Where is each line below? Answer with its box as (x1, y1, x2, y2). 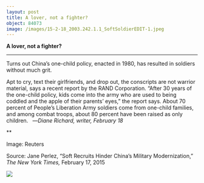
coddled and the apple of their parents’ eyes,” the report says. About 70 (6, 98, 186, 105)
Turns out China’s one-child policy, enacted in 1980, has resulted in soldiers (6, 60, 195, 67)
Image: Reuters (6, 140, 44, 148)
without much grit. (6, 66, 52, 74)
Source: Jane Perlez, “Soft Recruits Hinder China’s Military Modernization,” (6, 153, 193, 160)
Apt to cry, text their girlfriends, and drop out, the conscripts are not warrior (6, 78, 195, 86)
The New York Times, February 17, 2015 (6, 159, 105, 166)
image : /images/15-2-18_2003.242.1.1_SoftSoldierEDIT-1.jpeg (6, 26, 165, 32)
